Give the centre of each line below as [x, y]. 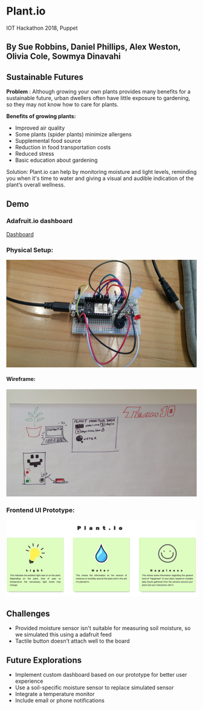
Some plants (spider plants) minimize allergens [73, 134]
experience [29, 681]
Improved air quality [40, 128]
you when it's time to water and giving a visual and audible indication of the [100, 178]
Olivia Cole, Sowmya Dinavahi [63, 57]
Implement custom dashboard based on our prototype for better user [101, 675]
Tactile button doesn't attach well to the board [72, 641]
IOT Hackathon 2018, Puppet [42, 28]
